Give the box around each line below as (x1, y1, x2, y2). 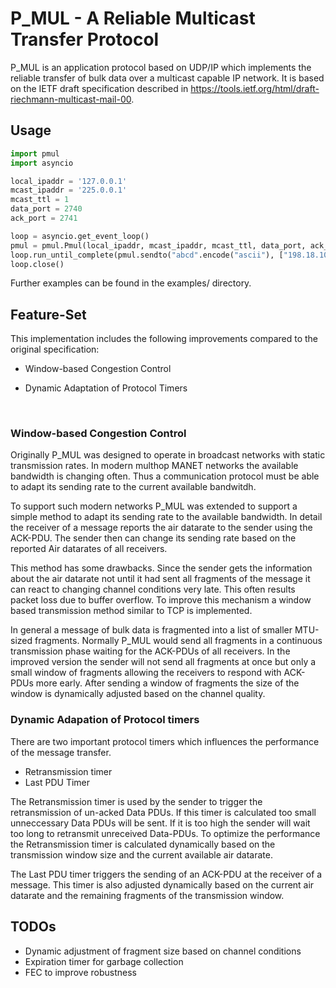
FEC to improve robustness (24, 966, 137, 978)
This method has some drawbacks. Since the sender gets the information (10, 562, 313, 574)
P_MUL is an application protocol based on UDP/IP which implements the (10, 61, 312, 73)
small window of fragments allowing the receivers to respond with (10, 667, 282, 679)
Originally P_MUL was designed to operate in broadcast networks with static (10, 449, 326, 461)
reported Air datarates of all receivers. (10, 543, 168, 555)
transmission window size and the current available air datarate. (10, 848, 273, 861)
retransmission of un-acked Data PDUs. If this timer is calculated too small (10, 806, 317, 818)
